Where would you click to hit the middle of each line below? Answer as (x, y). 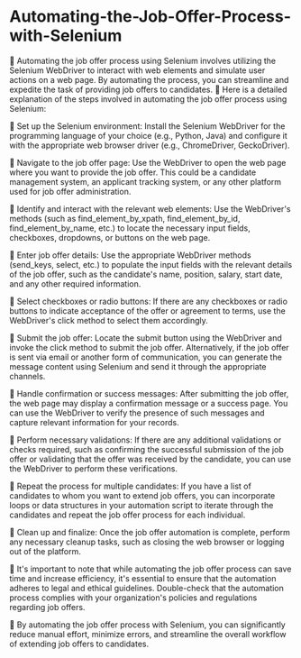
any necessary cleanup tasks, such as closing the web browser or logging (147, 542)
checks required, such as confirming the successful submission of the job (146, 449)
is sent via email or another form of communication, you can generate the (146, 357)
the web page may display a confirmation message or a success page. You (149, 403)
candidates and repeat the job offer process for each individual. (128, 515)
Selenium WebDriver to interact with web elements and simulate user (137, 70)
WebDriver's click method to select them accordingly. (109, 320)
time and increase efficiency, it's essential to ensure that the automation (143, 578)
